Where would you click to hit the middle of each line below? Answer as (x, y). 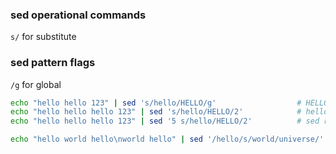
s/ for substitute (43, 37)
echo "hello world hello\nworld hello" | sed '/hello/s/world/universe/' (167, 139)
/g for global (36, 84)
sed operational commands (78, 15)
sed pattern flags (53, 63)
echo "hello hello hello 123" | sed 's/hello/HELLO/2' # (156, 112)
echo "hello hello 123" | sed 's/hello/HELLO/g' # (156, 103)
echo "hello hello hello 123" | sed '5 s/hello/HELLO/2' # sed (165, 121)
